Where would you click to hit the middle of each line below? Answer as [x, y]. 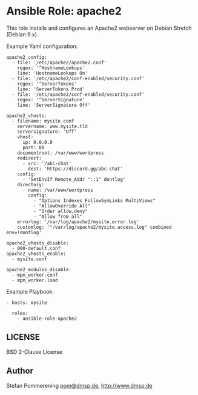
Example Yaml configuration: [42, 46]
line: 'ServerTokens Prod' [51, 89]
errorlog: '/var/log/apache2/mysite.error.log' [78, 222]
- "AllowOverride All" [62, 206]
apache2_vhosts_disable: [38, 243]
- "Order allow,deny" [60, 211]
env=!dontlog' [24, 232]
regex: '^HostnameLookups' [51, 68]
